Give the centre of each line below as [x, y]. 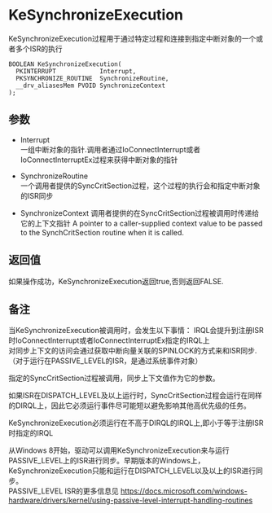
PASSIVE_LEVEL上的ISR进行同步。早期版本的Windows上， [107, 461]
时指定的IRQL [31, 433]
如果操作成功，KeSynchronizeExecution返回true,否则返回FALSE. [116, 281]
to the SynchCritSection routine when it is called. [102, 232]
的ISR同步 [37, 195]
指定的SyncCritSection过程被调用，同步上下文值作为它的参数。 [114, 378]
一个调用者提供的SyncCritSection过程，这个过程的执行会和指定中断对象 [140, 186]
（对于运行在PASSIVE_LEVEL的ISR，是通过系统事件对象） [105, 361]
